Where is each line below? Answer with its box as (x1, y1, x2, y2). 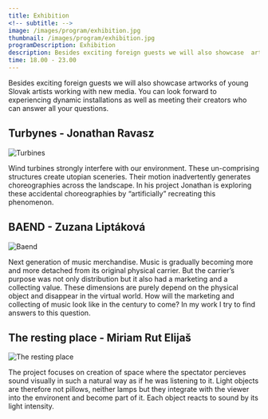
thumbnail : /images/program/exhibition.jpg (8, 34, 156, 42)
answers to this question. (8, 308, 91, 318)
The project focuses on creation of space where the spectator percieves (8, 368, 246, 377)
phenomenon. (8, 197, 54, 207)
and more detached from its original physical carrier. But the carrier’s (8, 265, 235, 275)
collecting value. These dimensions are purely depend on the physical (8, 283, 238, 292)
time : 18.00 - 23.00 (8, 57, 77, 65)
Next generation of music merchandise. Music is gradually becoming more (8, 257, 254, 267)
